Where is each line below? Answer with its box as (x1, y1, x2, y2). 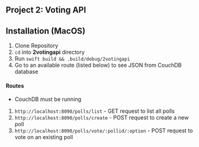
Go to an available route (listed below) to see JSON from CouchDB (14, 61, 182, 69)
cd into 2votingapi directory (14, 48, 85, 56)
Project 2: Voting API (5, 5, 87, 15)
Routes (5, 82, 24, 89)
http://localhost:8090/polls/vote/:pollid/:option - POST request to (14, 127, 194, 134)
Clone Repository (14, 42, 59, 50)
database (14, 68, 38, 75)
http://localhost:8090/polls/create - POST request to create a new (14, 114, 189, 121)
